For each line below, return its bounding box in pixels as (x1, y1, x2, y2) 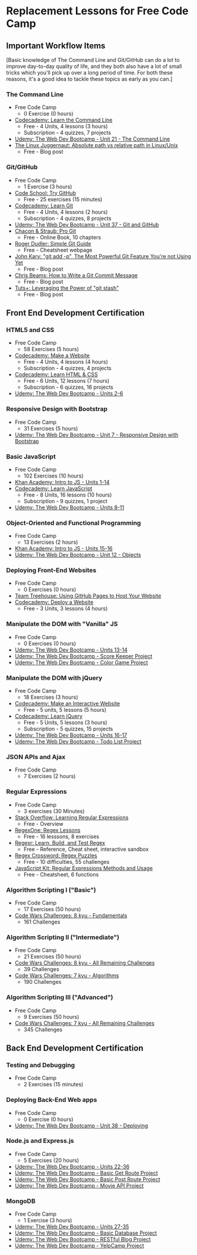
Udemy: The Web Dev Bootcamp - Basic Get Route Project (14, 1169, 158, 1176)
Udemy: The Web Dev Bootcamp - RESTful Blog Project (14, 1236, 151, 1243)
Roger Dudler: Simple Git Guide (14, 240, 91, 247)
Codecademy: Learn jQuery (14, 712, 83, 720)
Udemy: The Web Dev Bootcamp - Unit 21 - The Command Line (14, 135, 170, 142)
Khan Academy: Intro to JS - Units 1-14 (14, 478, 110, 485)
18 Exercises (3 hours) (23, 693, 78, 701)
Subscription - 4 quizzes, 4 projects (23, 365, 112, 372)
